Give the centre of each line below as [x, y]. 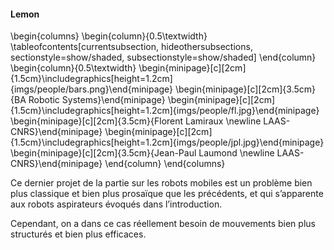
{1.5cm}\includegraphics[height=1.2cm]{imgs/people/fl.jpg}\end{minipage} [165, 111]
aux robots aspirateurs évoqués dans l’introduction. [116, 204]
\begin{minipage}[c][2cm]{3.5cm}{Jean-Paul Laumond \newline [142, 153]
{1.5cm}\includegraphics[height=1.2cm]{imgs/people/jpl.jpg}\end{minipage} [167, 142]
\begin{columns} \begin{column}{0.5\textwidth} [109, 36]
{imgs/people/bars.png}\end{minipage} [92, 89]
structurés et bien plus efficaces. [78, 234]
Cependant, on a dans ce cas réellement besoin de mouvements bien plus [163, 224]
